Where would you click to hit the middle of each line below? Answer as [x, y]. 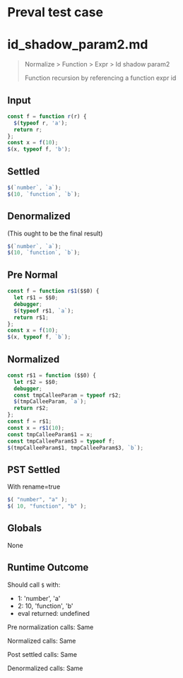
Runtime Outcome [48, 567]
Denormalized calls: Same [45, 668]
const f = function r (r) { [47, 116]
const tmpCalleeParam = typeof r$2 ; [67, 395]
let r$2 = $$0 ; [36, 382]
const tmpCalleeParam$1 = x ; [50, 434]
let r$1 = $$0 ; [36, 298]
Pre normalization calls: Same [51, 627]
